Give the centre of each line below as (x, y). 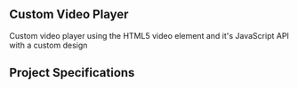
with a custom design (48, 45)
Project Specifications (72, 73)
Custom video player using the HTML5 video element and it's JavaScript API (149, 35)
